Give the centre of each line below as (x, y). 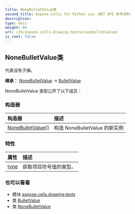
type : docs (16, 23)
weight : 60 (16, 28)
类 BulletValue (26, 200)
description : (18, 18)
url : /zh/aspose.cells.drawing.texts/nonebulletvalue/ (62, 32)
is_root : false (20, 37)
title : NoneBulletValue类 (31, 9)
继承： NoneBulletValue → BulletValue (43, 80)
